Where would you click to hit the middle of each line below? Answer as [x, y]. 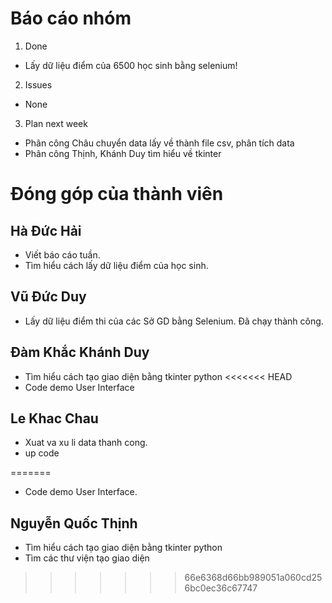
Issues [38, 84]
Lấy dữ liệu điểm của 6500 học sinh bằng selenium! [131, 65]
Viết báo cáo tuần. [62, 254]
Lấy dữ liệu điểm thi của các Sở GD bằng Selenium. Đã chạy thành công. [174, 321]
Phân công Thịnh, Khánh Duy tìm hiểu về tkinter [123, 153]
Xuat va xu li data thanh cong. [86, 443]
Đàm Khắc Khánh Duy [80, 352]
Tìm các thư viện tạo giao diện [87, 558]
